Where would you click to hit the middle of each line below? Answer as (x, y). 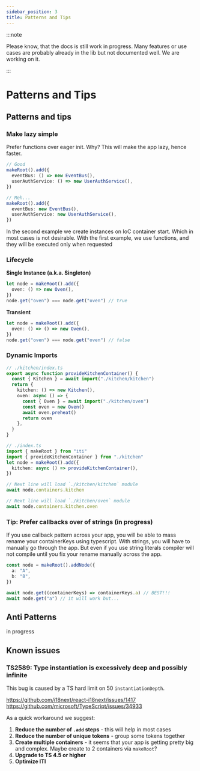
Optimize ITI (30, 761)
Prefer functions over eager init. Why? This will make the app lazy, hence (96, 147)
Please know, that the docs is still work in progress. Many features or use (97, 46)
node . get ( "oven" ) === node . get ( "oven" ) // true (67, 301)
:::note (14, 34)
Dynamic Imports (32, 355)
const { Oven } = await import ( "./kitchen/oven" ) (85, 401)
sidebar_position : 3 (32, 12)
